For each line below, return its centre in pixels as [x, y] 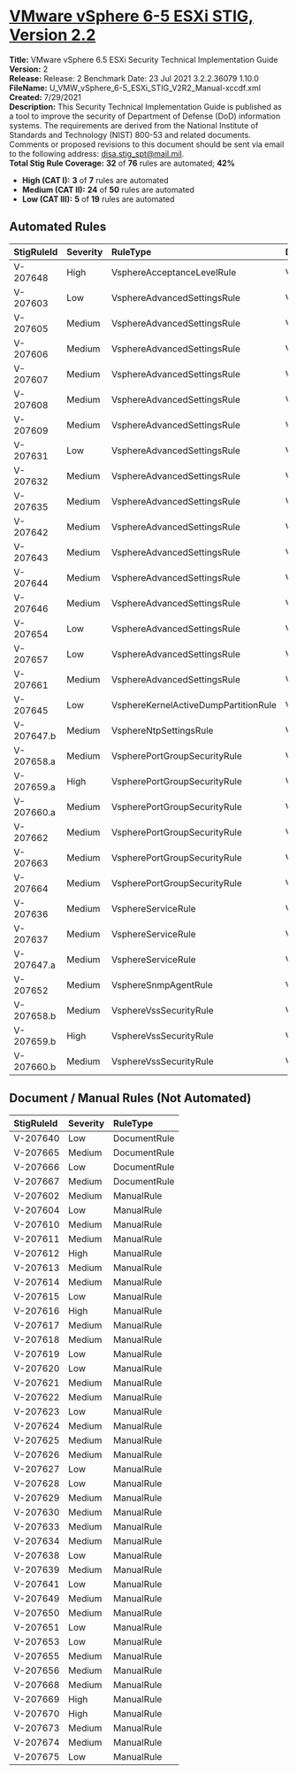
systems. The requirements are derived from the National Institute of [134, 125]
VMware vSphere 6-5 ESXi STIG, [132, 16]
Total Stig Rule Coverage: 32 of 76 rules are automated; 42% [122, 163]
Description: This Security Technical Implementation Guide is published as [146, 106]
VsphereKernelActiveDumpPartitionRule [194, 705]
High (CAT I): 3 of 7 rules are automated [95, 180]
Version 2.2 [53, 35]
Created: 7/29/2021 [45, 97]
